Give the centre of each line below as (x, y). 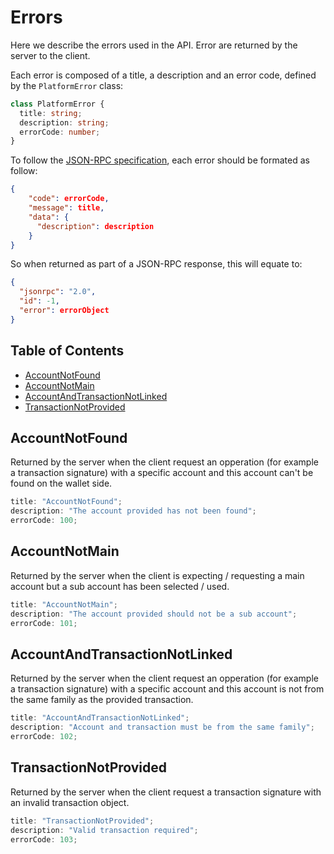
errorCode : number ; (60, 132)
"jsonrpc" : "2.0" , (58, 292)
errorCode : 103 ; (44, 839)
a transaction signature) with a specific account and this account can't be (162, 473)
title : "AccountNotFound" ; (66, 502)
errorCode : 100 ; (44, 521)
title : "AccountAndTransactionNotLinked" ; (100, 718)
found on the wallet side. (61, 483)
